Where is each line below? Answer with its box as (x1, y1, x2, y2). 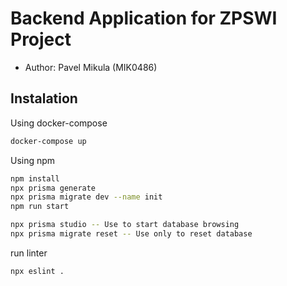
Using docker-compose (10, 117, 108, 129)
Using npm (10, 154, 56, 166)
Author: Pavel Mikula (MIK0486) (24, 61, 158, 73)
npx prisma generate (10, 183, 97, 193)
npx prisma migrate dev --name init (10, 192, 163, 202)
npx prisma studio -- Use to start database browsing (10, 220, 240, 230)
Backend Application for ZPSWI (10, 7, 278, 30)
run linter (10, 247, 48, 259)
